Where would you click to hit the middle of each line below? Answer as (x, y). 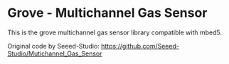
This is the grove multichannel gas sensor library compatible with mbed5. (115, 32)
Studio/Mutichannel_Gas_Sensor (55, 53)
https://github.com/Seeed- (140, 46)
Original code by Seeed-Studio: (53, 46)
